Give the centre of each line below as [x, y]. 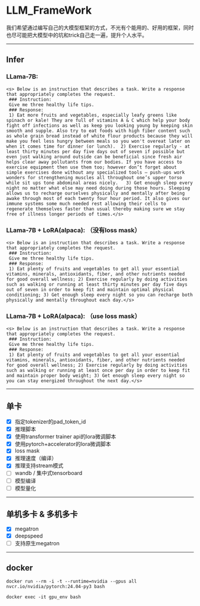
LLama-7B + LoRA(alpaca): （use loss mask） [74, 316]
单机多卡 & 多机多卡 [42, 515]
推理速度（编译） [36, 458]
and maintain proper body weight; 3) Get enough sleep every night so [96, 376]
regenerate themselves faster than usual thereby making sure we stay [96, 209]
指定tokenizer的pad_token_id [50, 422]
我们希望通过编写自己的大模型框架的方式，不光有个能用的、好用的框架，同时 [100, 27]
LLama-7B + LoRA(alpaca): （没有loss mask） [74, 230]
